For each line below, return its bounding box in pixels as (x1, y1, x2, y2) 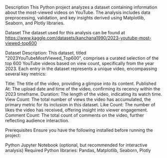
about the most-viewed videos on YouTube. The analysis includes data (5, 9, 151, 15)
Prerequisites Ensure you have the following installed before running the (5, 127, 153, 133)
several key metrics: (5, 71, 46, 77)
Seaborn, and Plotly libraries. (5, 20, 65, 26)
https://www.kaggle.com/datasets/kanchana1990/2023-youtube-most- (5, 35, 152, 41)
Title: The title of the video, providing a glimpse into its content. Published (5, 80, 157, 86)
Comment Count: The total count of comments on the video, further (5, 112, 145, 118)
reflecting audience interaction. (5, 118, 70, 123)
